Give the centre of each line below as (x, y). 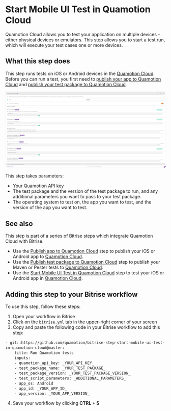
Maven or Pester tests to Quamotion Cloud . (58, 267)
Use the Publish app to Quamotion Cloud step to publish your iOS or (84, 251)
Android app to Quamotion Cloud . (48, 256)
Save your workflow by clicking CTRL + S (56, 403)
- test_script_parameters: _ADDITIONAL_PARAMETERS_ (70, 378)
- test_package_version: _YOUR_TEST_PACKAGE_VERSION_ (73, 373)
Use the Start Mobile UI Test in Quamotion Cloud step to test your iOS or (88, 273)
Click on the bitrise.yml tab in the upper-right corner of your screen (85, 322)
